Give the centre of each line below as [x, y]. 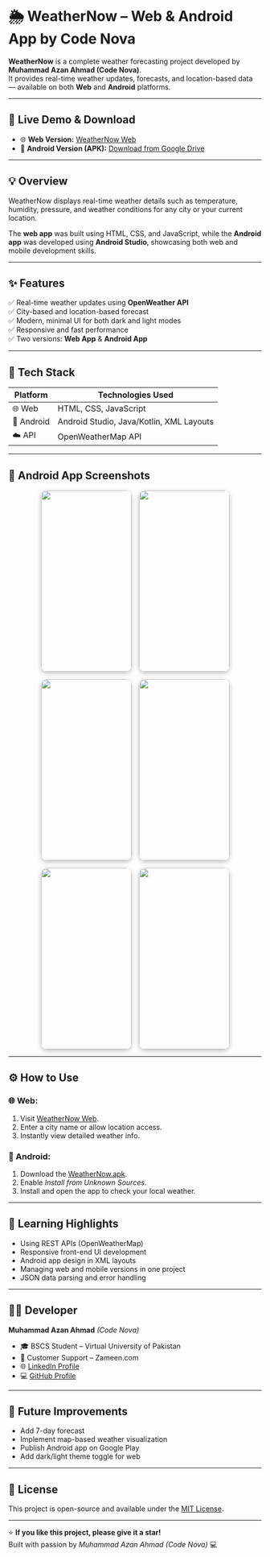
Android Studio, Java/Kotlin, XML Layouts [136, 422]
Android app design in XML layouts [78, 1260]
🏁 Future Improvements [68, 1412]
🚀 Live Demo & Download [72, 120]
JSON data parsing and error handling [83, 1277]
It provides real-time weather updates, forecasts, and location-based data [131, 78]
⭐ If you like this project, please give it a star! [85, 1533]
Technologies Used [136, 395]
